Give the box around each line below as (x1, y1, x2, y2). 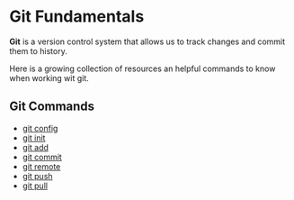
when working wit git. (9, 72, 90, 83)
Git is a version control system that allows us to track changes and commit (9, 36, 286, 47)
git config (22, 123, 58, 133)
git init (22, 132, 46, 143)
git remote (22, 160, 61, 172)
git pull (22, 180, 48, 191)
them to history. (9, 45, 67, 56)
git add (22, 141, 49, 152)
